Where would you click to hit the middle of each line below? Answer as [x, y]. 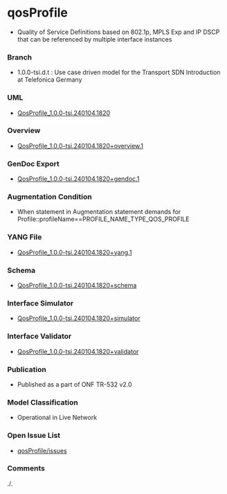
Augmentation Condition [49, 197]
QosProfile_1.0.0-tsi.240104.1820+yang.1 [74, 252]
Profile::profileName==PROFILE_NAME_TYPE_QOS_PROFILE [103, 219]
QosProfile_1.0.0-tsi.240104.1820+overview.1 [80, 145]
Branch [20, 57]
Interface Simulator [40, 303]
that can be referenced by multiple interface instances [94, 39]
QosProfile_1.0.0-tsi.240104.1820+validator [78, 351]
